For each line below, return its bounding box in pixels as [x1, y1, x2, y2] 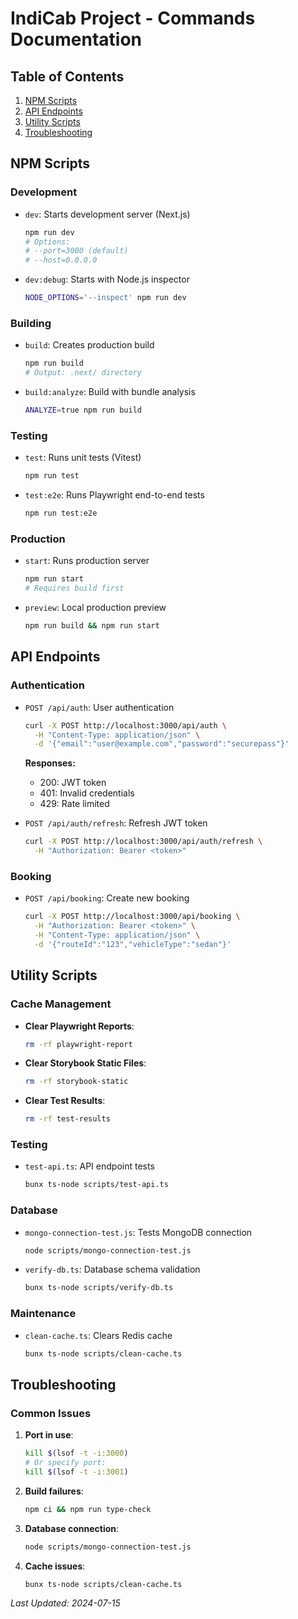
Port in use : [24, 1429, 74, 1441]
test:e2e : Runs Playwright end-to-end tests [24, 489, 205, 501]
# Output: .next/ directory [24, 368, 142, 378]
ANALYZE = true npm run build [24, 405, 142, 416]
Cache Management [10, 997, 112, 1011]
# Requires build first [24, 583, 125, 594]
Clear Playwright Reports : [24, 1020, 135, 1032]
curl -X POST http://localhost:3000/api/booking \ [24, 912, 241, 922]
